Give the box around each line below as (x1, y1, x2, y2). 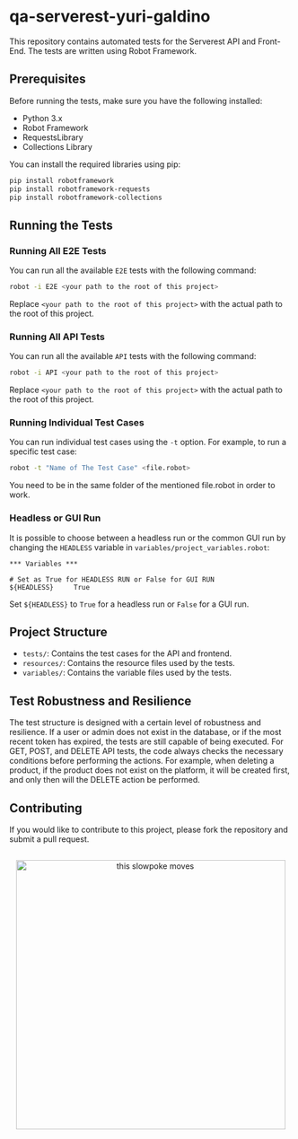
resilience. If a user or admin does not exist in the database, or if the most (9, 727, 282, 738)
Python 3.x (22, 112, 63, 123)
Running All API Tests (9, 330, 105, 343)
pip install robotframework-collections (9, 193, 163, 202)
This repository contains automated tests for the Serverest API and (9, 36, 257, 47)
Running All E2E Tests (9, 244, 107, 257)
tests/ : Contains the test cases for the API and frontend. (22, 648, 232, 659)
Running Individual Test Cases (9, 416, 145, 429)
